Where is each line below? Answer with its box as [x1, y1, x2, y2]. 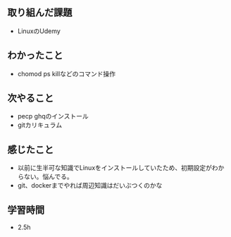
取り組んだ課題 [7, 6, 73, 19]
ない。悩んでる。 [23, 172, 74, 181]
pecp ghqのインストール [17, 112, 89, 121]
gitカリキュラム [17, 121, 62, 129]
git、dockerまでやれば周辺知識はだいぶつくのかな [17, 181, 163, 190]
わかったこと [7, 49, 63, 61]
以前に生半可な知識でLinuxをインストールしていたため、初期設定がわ [17, 164, 218, 172]
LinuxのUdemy [17, 27, 61, 35]
